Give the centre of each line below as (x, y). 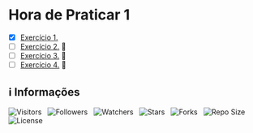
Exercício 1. (39, 37)
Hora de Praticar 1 (69, 15)
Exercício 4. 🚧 (43, 65)
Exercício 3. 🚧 (43, 56)
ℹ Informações (44, 92)
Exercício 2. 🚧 (43, 47)
